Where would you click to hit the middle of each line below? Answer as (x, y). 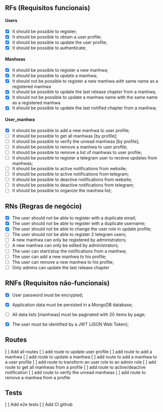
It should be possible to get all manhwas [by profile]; (65, 136)
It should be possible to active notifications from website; (70, 168)
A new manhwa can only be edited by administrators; (65, 245)
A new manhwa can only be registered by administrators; (69, 240)
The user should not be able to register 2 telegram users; (69, 235)
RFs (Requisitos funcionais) (48, 8)
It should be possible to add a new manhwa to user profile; (71, 130)
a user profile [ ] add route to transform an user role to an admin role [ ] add (81, 362)
